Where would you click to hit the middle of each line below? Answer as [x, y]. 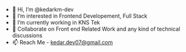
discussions [27, 35]
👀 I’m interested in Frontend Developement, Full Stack [80, 16]
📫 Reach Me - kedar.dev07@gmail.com [62, 42]
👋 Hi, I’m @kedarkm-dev [43, 9]
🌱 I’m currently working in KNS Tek [56, 22]
